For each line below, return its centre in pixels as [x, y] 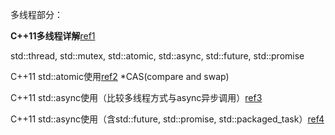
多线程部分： [36, 14]
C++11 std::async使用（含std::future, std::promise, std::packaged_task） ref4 [167, 119]
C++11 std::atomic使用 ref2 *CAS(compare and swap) [120, 76]
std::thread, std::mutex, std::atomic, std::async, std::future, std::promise [157, 56]
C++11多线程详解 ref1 [53, 36]
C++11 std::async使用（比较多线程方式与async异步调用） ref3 [136, 97]
